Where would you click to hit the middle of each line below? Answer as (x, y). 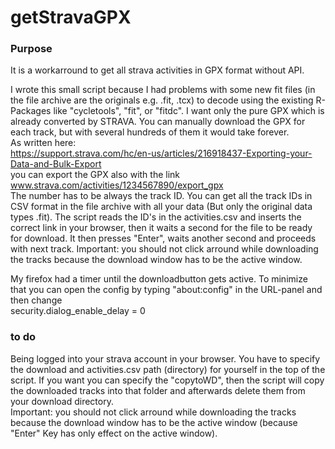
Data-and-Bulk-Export (56, 164)
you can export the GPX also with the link (95, 175)
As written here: (43, 143)
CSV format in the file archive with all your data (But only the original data (161, 207)
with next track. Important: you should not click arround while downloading (164, 249)
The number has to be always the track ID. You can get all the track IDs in (161, 196)
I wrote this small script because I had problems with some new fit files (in (163, 90)
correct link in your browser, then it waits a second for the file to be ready (161, 228)
